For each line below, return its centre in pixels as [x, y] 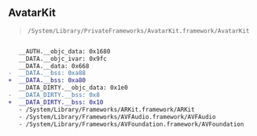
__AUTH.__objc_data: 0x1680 [64, 51]
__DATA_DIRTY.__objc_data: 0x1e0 [73, 88]
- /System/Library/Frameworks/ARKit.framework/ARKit [106, 109]
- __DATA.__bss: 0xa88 [47, 73]
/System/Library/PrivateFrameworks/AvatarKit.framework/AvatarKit [138, 30]
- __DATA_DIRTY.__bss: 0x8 [54, 95]
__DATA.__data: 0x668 [54, 66]
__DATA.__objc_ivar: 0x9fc [63, 59]
